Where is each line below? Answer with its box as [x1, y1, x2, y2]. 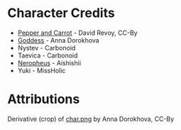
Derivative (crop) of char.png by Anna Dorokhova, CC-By [7, 114, 175, 123]
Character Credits [7, 5, 115, 21]
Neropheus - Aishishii [17, 58, 82, 67]
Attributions [7, 91, 80, 107]
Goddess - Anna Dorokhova [17, 36, 99, 44]
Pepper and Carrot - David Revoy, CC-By [17, 28, 138, 37]
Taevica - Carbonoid [17, 51, 78, 60]
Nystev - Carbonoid [17, 43, 76, 52]
